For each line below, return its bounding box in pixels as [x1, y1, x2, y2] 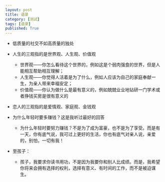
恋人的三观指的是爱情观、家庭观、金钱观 [12, 104, 96, 110]
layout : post [5, 7, 32, 13]
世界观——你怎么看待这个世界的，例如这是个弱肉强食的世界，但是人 [19, 62, 160, 68]
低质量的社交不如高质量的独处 [12, 41, 74, 47]
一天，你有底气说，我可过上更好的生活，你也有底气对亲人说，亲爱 [19, 131, 156, 137]
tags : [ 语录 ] [5, 21, 31, 27]
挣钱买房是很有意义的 [24, 93, 68, 99]
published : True [5, 26, 39, 31]
